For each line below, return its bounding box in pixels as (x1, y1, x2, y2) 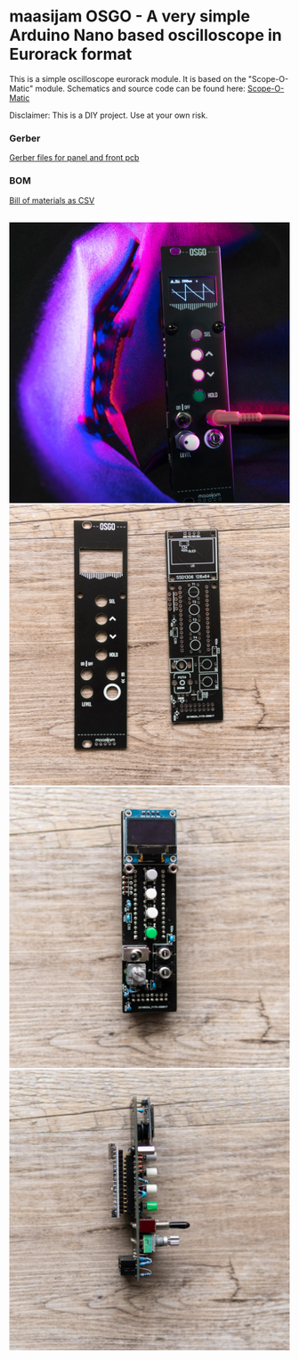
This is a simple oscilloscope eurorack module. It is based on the (9, 73, 246, 84)
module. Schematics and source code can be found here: (35, 83, 246, 94)
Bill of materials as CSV (9, 194, 95, 206)
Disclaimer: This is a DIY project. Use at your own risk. (9, 110, 208, 120)
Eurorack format (9, 45, 133, 64)
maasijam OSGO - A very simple (9, 6, 251, 27)
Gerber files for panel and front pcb (9, 152, 140, 163)
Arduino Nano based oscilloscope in (9, 25, 282, 45)
